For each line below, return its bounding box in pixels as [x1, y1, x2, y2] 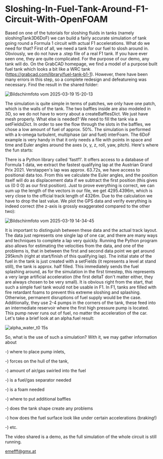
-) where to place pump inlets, [5, 348, 66, 354]
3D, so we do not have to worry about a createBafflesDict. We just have [5, 111, 148, 116]
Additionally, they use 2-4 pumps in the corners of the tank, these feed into [5, 300, 156, 306]
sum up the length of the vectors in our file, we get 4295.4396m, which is [5, 188, 153, 193]
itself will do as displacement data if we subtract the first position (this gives [5, 177, 158, 183]
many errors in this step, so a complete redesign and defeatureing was [5, 76, 147, 82]
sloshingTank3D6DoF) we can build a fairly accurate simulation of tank [5, 35, 147, 41]
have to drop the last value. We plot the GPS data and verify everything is [5, 198, 152, 204]
